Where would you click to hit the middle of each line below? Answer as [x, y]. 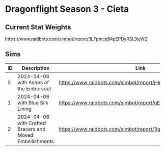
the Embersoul [34, 88]
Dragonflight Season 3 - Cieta [67, 9]
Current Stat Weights [38, 27]
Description [36, 68]
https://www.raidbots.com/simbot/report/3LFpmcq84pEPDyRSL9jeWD [77, 39]
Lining [25, 109]
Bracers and [31, 129]
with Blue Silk [33, 102]
